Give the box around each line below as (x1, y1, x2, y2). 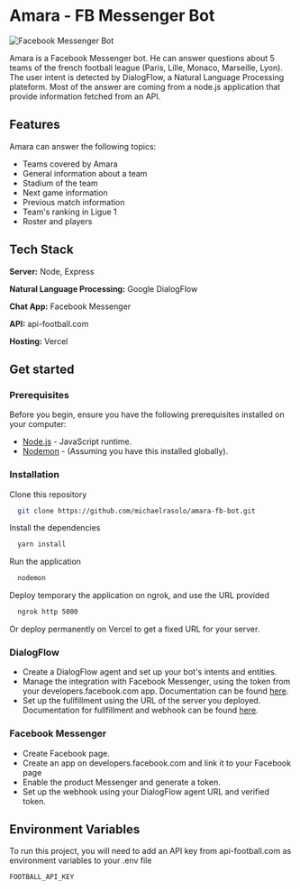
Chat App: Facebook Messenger (9, 301, 132, 312)
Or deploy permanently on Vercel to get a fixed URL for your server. (9, 623, 260, 635)
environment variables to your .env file (9, 855, 152, 866)
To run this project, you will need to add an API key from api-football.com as (9, 846, 292, 857)
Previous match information (22, 196, 125, 207)
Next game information (22, 186, 108, 198)
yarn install (17, 540, 67, 549)
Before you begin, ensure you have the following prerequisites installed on (9, 409, 286, 420)
